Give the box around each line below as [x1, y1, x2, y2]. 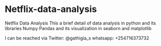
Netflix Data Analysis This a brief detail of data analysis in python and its [5, 20, 156, 26]
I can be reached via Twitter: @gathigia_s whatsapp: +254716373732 [5, 35, 149, 41]
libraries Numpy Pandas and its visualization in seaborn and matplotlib [5, 25, 152, 31]
